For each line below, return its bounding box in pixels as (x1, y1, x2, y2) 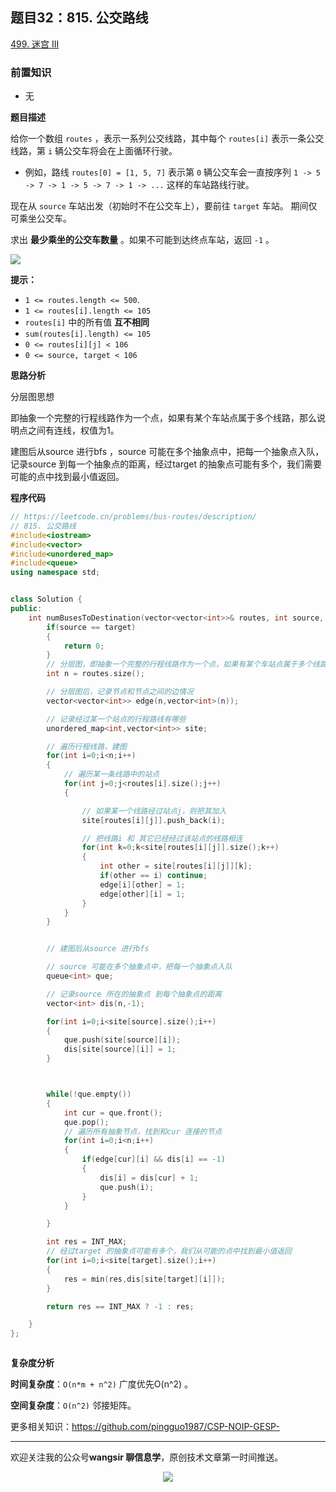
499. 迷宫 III (10, 38, 60, 50)
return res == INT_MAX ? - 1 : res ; (46, 1301, 195, 1312)
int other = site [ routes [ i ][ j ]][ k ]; (99, 861, 253, 872)
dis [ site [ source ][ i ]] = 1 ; (63, 1044, 177, 1055)
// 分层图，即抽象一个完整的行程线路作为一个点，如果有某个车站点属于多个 (46, 659, 313, 670)
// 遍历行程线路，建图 (46, 741, 127, 752)
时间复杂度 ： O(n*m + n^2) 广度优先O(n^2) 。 (10, 1378, 194, 1390)
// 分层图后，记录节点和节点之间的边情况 (46, 687, 194, 697)
